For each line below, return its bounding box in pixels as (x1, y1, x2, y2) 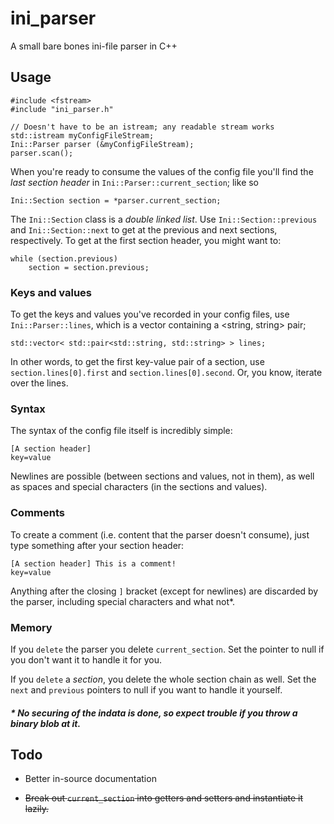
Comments (10, 506, 65, 520)
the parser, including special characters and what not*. (10, 595, 236, 607)
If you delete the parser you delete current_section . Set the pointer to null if (10, 643, 325, 655)
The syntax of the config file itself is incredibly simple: (10, 425, 233, 437)
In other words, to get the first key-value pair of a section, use (10, 356, 265, 368)
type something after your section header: (10, 539, 185, 551)
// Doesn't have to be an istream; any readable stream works (10, 122, 275, 132)
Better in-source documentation (24, 773, 157, 785)
